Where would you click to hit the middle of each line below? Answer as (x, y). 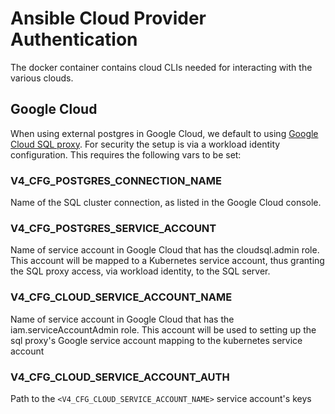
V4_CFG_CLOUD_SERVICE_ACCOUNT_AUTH (120, 377)
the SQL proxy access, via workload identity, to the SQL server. (140, 271)
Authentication (74, 39)
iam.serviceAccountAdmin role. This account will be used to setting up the (163, 329)
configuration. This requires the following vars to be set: (126, 154)
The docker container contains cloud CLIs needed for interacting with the (161, 67)
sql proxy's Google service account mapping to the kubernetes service (156, 340)
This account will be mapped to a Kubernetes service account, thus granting (167, 261)
